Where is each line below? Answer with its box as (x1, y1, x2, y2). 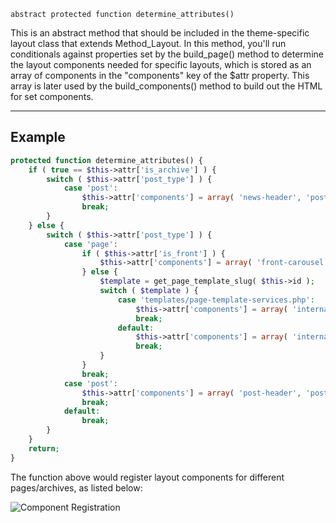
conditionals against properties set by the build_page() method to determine (10, 48, 324, 60)
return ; (28, 443, 60, 454)
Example (10, 129, 66, 146)
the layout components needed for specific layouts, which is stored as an (10, 59, 312, 70)
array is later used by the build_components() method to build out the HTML (10, 80, 323, 92)
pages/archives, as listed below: (10, 481, 143, 494)
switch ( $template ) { (99, 286, 199, 296)
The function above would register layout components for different (10, 471, 285, 483)
